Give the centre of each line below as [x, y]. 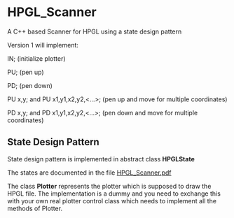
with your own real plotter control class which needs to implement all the [112, 201]
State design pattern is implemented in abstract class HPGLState [101, 159]
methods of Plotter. [35, 208]
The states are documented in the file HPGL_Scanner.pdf [89, 173]
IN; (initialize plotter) [36, 58]
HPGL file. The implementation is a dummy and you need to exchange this [114, 194]
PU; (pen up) [26, 72]
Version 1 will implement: [43, 45]
